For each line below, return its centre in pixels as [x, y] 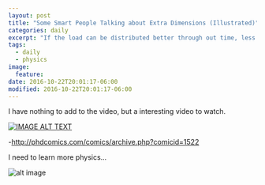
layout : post [30, 15]
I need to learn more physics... [58, 157]
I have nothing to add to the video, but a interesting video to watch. [117, 111]
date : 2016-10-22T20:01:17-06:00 [63, 81]
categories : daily [38, 30]
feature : [30, 74]
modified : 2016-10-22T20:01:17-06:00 [70, 89]
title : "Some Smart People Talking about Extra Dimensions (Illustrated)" [134, 23]
